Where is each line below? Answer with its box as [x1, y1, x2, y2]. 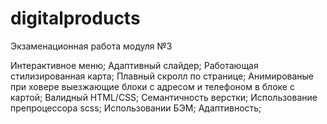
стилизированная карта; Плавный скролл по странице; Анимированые [10, 70, 315, 82]
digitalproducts [10, 7, 141, 30]
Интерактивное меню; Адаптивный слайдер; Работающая [10, 59, 259, 71]
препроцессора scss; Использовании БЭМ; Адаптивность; [10, 102, 262, 114]
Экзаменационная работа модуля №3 [10, 40, 173, 52]
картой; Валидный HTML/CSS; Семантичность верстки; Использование [10, 91, 318, 103]
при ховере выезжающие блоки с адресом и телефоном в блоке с [10, 80, 295, 92]
